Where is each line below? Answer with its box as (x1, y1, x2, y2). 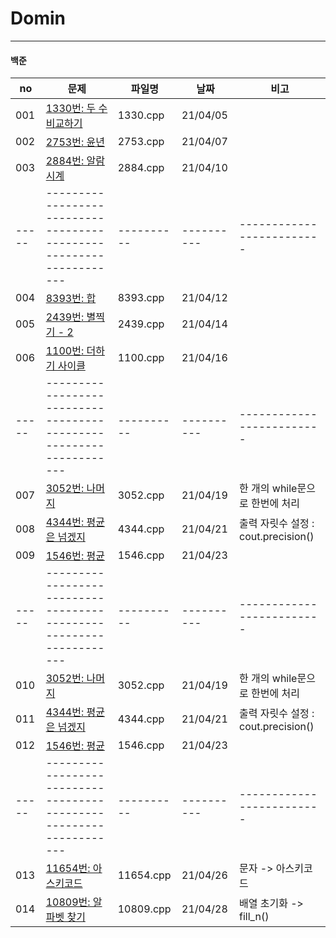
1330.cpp (117, 108, 165, 122)
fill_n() (239, 910, 270, 924)
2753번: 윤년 (45, 135, 105, 149)
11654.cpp (117, 868, 172, 882)
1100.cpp (117, 351, 165, 365)
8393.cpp (117, 291, 165, 305)
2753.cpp (117, 135, 165, 149)
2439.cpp (117, 317, 165, 331)
